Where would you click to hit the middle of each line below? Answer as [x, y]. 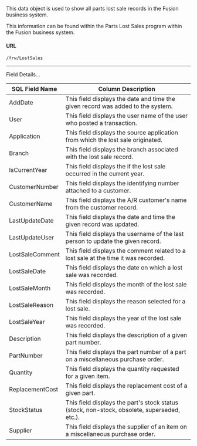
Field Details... [23, 75]
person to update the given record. [113, 241]
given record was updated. [102, 224]
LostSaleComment [35, 255]
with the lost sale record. [99, 157]
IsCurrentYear [28, 170]
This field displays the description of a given [126, 335]
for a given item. [88, 376]
